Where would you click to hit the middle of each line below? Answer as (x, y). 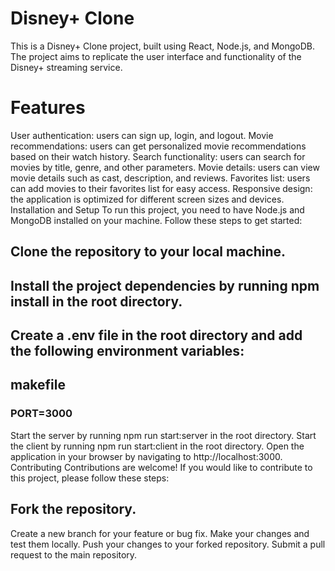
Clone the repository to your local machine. (148, 252)
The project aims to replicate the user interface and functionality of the (156, 56)
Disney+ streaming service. (66, 67)
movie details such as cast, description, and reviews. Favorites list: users (160, 178)
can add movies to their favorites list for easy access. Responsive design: (161, 188)
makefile (38, 385)
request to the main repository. (74, 554)
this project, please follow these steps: (90, 478)
